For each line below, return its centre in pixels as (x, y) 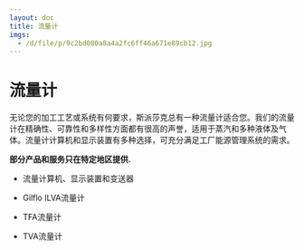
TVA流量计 (43, 236)
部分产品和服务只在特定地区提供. (70, 159)
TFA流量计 (42, 217)
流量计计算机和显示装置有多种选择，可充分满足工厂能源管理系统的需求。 (160, 140)
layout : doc (32, 18)
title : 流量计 (34, 26)
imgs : (19, 34)
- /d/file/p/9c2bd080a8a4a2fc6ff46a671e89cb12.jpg (115, 43)
